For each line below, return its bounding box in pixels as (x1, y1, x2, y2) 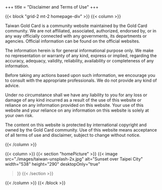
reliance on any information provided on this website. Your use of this (5, 102, 144, 108)
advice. (5, 83, 20, 88)
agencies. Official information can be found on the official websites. (5, 38, 140, 44)
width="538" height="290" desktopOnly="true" (5, 161, 100, 167)
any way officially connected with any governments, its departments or (5, 33, 147, 39)
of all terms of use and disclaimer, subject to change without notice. (5, 132, 141, 138)
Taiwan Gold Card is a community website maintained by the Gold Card (5, 23, 147, 29)
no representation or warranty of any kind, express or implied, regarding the (5, 53, 157, 58)
